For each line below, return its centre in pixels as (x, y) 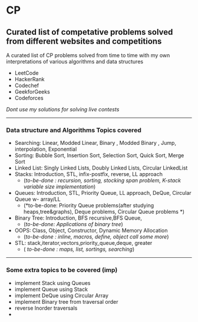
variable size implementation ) (60, 187)
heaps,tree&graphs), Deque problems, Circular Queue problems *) (104, 212)
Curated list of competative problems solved (90, 32)
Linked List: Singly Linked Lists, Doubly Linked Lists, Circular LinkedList (101, 168)
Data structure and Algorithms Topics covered (74, 130)
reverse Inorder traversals (46, 308)
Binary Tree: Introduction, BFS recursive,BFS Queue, (78, 218)
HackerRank (29, 79)
